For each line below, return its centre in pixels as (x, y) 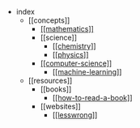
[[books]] (56, 89)
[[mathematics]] (67, 29)
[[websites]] (60, 106)
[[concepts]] (49, 20)
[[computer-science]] (76, 63)
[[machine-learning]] (87, 72)
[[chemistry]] (74, 46)
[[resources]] (50, 81)
